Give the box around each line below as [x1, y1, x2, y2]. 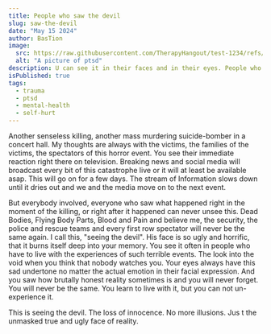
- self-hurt [15, 109, 56, 118]
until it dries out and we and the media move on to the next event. [8, 183, 227, 192]
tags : [8, 79, 27, 87]
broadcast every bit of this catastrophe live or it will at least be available [8, 166, 247, 175]
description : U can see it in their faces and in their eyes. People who [8, 64, 262, 72]
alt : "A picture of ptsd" [15, 57, 103, 65]
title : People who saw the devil [8, 11, 121, 20]
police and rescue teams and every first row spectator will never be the [8, 224, 245, 233]
